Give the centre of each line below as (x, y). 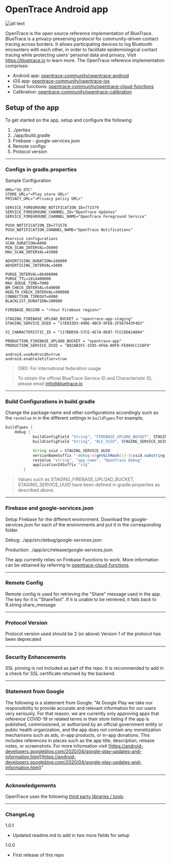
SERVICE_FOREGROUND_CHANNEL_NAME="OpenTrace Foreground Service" (76, 217)
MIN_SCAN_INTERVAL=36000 (32, 248)
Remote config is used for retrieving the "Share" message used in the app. (83, 594)
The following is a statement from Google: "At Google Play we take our (79, 702)
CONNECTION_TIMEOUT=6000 (32, 297)
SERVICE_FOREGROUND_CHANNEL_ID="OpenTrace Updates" (61, 212)
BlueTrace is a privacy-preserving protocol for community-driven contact (82, 39)
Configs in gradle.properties (41, 169)
